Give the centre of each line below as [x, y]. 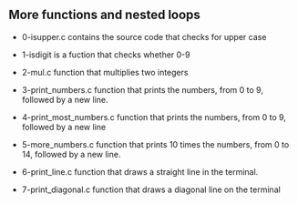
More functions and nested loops [105, 15]
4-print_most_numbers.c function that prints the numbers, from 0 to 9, [154, 117]
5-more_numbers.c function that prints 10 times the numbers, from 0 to [155, 144]
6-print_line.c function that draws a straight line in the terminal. [140, 171]
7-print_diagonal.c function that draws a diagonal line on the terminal [151, 189]
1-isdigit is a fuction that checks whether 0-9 [106, 55]
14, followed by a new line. [71, 154]
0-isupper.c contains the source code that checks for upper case [144, 36]
